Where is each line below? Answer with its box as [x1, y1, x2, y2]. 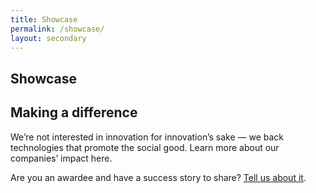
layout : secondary [10, 33, 87, 43]
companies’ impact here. [10, 152, 113, 164]
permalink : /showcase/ [10, 24, 105, 34]
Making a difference [10, 104, 138, 121]
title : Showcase [10, 14, 78, 25]
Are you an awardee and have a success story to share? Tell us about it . [10, 171, 307, 183]
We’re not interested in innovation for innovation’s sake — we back [10, 131, 285, 143]
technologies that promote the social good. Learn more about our [10, 141, 280, 153]
